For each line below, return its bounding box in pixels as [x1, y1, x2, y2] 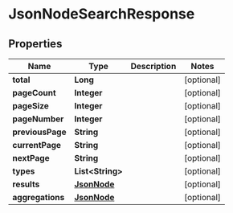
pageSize [12, 100, 50, 111]
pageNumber [12, 113, 64, 125]
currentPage [12, 140, 62, 150]
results [12, 178, 40, 190]
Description [130, 61, 177, 72]
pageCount [12, 88, 56, 98]
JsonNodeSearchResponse [8, 5, 195, 23]
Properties [8, 37, 63, 51]
